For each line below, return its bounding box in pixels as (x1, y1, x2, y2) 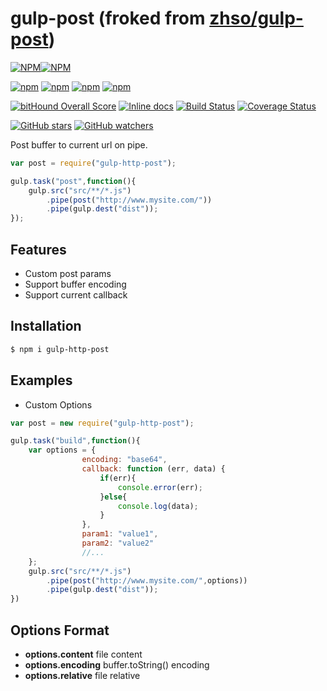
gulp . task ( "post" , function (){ (10, 176, 137, 186)
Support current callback (24, 289, 128, 301)
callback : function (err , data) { (81, 464, 226, 474)
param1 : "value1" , (81, 529, 159, 539)
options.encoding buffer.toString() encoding (24, 658, 210, 671)
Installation (10, 318, 82, 335)
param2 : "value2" (81, 538, 155, 548)
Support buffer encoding (24, 278, 127, 290)
